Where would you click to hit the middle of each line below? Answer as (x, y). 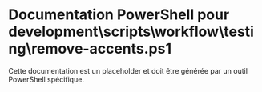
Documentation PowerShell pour (119, 15)
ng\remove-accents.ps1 (90, 49)
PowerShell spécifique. (46, 79)
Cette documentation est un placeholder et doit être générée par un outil (128, 70)
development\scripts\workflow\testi (131, 32)
